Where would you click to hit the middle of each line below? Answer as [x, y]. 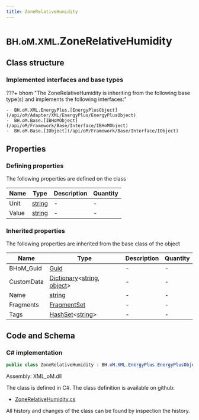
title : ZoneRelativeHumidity [42, 12]
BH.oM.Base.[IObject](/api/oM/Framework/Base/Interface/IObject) [96, 131]
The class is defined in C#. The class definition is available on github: [90, 388]
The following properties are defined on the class [66, 179]
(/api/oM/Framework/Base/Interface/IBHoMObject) [67, 125]
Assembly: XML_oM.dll [34, 376]
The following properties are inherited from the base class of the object [93, 244]
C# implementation [34, 352]
